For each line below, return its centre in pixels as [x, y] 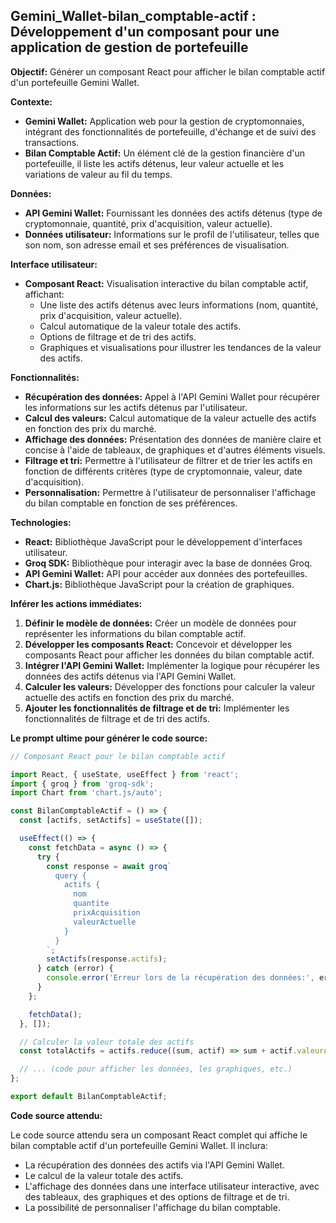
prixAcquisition [107, 913]
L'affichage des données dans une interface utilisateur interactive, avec [172, 1186]
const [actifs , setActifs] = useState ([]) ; [111, 820]
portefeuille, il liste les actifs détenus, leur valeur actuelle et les [154, 163]
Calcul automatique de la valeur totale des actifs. [140, 326]
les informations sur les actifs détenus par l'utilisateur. [136, 407]
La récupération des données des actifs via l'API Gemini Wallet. [154, 1165]
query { [70, 875]
